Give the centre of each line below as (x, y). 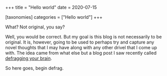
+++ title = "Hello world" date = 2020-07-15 (51, 7)
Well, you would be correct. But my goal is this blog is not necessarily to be (83, 37)
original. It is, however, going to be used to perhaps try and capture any (80, 42)
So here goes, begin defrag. (34, 68)
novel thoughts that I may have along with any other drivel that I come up (81, 47)
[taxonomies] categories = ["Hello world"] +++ (54, 17)
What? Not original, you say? (35, 27)
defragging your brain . (29, 58)
